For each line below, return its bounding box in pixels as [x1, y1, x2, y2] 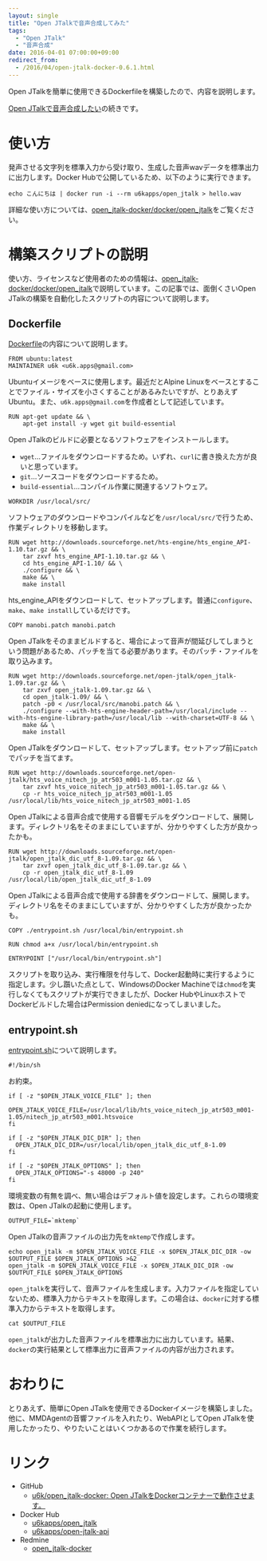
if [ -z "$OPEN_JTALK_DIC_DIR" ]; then [8, 1134, 141, 1142]
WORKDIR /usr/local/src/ [8, 498, 91, 506]
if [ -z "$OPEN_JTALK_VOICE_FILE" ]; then [8, 1093, 151, 1101]
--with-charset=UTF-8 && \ [164, 714, 255, 722]
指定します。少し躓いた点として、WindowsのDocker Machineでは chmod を [8, 979, 249, 990]
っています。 [41, 462, 82, 472]
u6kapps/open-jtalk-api [31, 1527, 110, 1536]
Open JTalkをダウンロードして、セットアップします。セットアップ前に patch [8, 743, 257, 753]
